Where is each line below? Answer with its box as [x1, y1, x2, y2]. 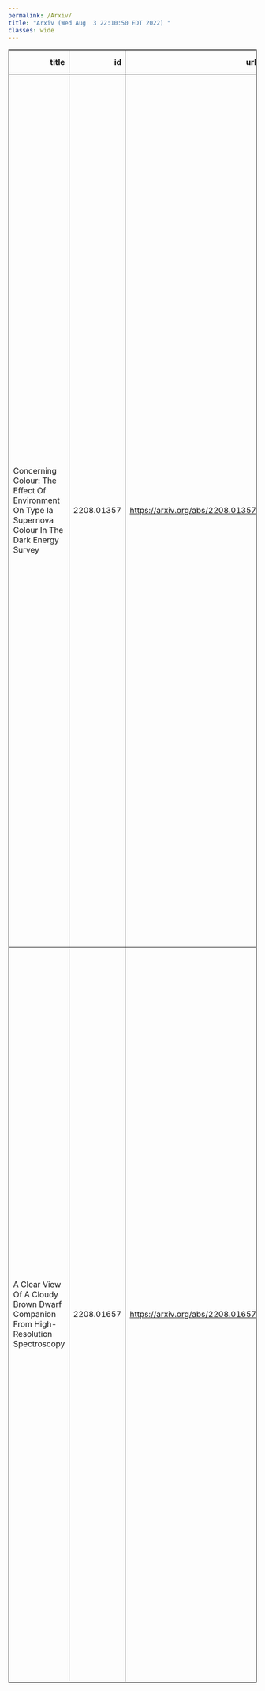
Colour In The [13, 525, 64, 536]
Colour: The [13, 475, 57, 486]
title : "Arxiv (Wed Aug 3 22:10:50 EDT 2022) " [8, 19, 171, 27]
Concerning [13, 466, 58, 477]
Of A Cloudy [13, 1289, 59, 1300]
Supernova [13, 515, 54, 526]
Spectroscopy [13, 1338, 65, 1349]
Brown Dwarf [13, 1299, 62, 1310]
